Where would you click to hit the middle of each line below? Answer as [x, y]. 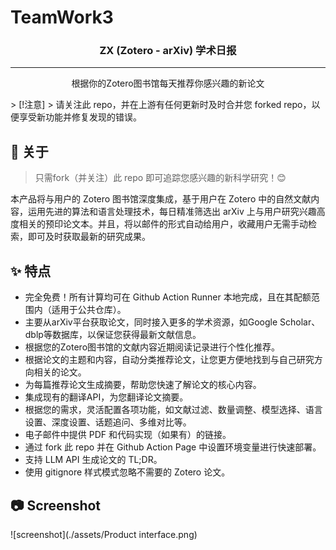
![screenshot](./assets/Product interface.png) [104, 534]
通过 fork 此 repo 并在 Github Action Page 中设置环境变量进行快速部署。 [173, 447]
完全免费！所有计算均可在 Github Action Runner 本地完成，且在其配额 [168, 297]
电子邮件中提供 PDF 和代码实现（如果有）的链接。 [128, 435]
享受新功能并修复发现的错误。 [80, 117]
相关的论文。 [60, 372]
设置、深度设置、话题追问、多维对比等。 [108, 422]
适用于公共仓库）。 [89, 310]
